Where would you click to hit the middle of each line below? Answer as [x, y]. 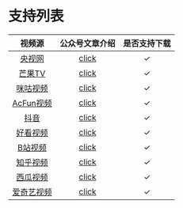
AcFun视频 [32, 103]
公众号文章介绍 [88, 43]
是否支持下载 [147, 43]
